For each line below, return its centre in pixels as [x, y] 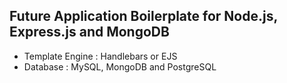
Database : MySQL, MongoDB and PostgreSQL [120, 66]
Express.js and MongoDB [89, 32]
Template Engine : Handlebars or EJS [100, 56]
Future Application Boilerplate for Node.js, [143, 16]
